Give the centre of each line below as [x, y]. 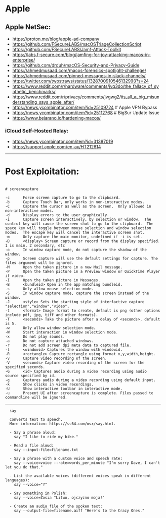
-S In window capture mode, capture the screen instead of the [77, 293]
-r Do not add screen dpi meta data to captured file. [68, 345]
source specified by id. [31, 376]
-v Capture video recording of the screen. [56, 358]
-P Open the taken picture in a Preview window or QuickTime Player [83, 272]
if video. [15, 276]
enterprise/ [24, 60]
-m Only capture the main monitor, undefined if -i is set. [74, 237]
